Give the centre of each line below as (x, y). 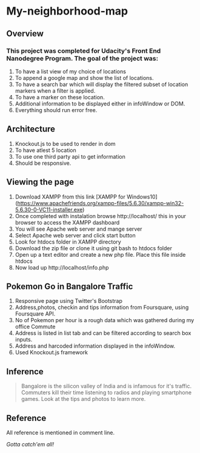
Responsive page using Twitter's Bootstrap (69, 301)
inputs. (24, 340)
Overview (25, 34)
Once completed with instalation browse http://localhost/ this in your (101, 216)
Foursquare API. (35, 314)
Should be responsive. (43, 163)
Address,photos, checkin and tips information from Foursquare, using (102, 308)
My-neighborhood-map (67, 11)
